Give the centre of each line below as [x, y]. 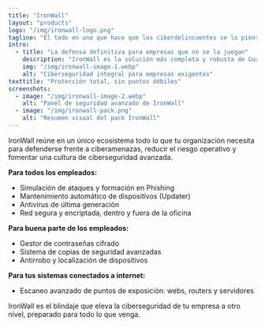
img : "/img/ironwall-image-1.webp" [81, 67]
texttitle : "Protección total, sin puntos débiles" [95, 81]
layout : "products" [40, 23]
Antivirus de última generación [69, 204]
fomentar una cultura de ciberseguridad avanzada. [91, 157]
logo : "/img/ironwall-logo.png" [61, 30]
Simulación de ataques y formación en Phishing [97, 188]
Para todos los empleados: [52, 172]
